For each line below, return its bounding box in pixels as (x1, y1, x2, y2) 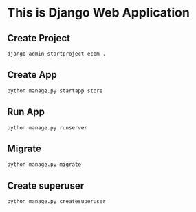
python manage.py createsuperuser (7, 198, 107, 205)
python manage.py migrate (7, 161, 81, 168)
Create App (7, 69, 57, 81)
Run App (7, 106, 45, 118)
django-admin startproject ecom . (7, 50, 107, 57)
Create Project (7, 32, 71, 44)
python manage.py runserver (7, 124, 88, 131)
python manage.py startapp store (7, 87, 103, 94)
